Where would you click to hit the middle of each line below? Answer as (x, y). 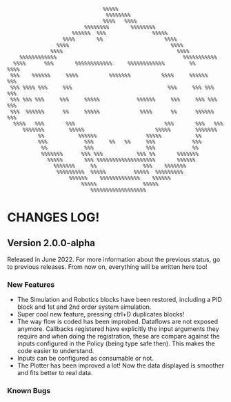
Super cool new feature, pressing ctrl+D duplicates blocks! (101, 314)
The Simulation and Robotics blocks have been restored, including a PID (120, 300)
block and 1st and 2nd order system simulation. (84, 307)
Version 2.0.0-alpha (51, 243)
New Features (31, 284)
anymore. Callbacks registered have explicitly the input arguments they (118, 329)
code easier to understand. (56, 351)
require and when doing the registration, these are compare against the (118, 336)
